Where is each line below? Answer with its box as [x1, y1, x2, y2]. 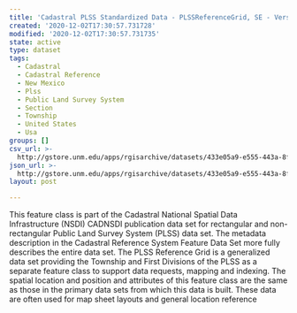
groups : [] [9, 136, 49, 145]
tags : [9, 54, 29, 63]
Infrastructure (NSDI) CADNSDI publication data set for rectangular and [9, 218, 269, 230]
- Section [17, 103, 53, 112]
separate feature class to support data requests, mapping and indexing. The [9, 266, 286, 277]
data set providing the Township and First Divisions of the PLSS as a [9, 256, 258, 267]
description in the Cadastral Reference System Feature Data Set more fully [9, 238, 281, 248]
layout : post [9, 178, 57, 187]
